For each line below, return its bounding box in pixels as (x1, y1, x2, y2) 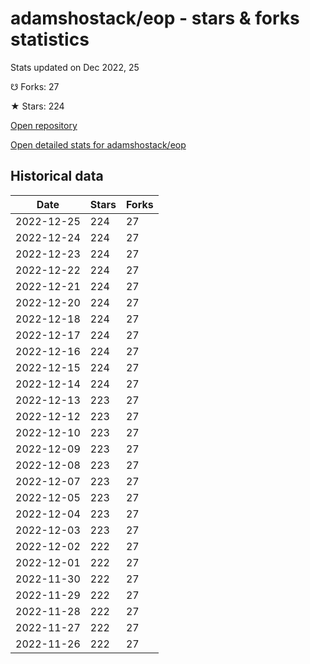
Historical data (10, 168, 104, 185)
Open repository (10, 119, 78, 131)
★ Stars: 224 (10, 100, 65, 112)
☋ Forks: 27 (10, 80, 60, 92)
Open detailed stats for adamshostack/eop (10, 138, 187, 151)
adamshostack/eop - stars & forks (10, 7, 300, 30)
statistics (10, 28, 90, 51)
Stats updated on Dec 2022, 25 (10, 61, 140, 73)
